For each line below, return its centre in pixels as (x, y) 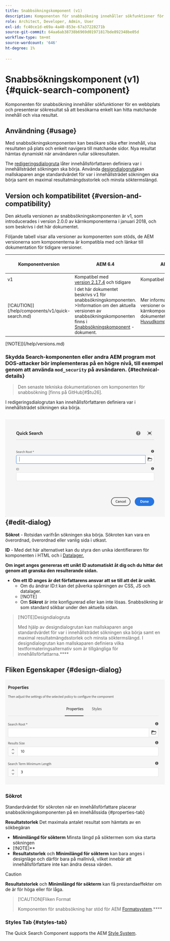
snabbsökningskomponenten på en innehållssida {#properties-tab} (75, 812)
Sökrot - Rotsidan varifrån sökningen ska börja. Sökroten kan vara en (78, 534)
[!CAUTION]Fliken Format (44, 899)
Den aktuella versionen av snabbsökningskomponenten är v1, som (74, 216)
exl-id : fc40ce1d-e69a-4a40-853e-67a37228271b (55, 27)
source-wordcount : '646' (31, 43)
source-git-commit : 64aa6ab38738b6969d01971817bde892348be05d (72, 32)
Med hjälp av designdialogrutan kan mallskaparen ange (75, 627)
